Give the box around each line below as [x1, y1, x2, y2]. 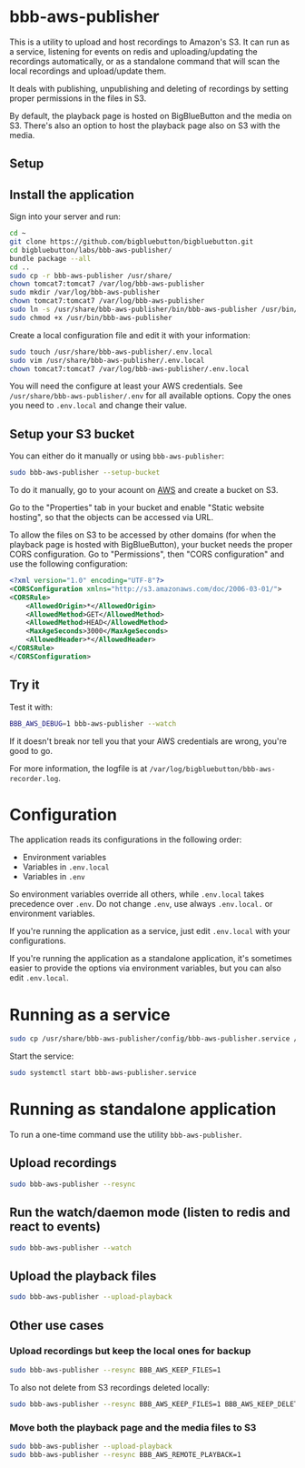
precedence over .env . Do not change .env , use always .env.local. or [9, 899, 273, 910]
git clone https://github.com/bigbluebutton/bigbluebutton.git [9, 237, 254, 246]
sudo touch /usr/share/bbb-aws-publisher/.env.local [9, 347, 213, 357]
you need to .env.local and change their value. [9, 400, 188, 411]
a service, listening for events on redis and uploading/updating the [9, 45, 258, 56]
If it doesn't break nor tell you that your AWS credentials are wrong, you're [9, 735, 288, 747]
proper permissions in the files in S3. [9, 93, 147, 104]
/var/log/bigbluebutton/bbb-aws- [149, 764, 276, 774]
